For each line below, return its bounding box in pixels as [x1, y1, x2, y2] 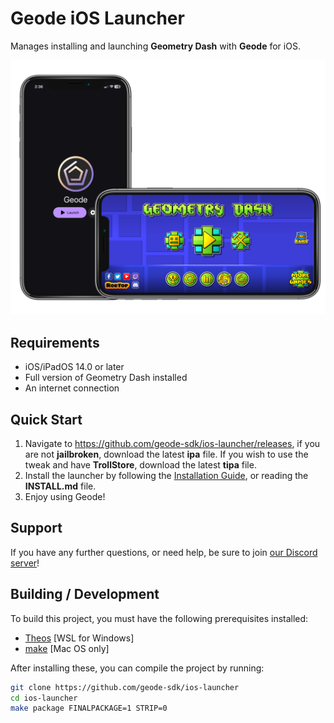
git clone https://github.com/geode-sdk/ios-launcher [10, 682, 240, 692]
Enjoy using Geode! [24, 491, 106, 503]
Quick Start [10, 411, 83, 428]
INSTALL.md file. [24, 480, 97, 492]
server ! [10, 557, 40, 569]
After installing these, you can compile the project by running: [10, 662, 265, 674]
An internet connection [24, 382, 120, 394]
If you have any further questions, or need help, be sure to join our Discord [10, 546, 318, 558]
